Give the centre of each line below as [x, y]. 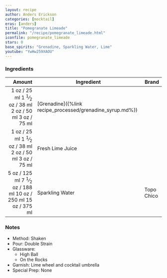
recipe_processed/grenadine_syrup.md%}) [87, 110]
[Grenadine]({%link [60, 104]
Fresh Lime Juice [57, 148]
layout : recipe [21, 10]
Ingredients [19, 69]
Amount [23, 82]
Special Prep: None [32, 270]
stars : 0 [14, 42]
